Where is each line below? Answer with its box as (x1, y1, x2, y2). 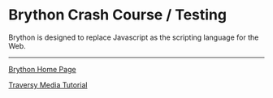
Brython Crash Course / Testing (8, 6, 227, 24)
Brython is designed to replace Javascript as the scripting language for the (8, 32, 259, 42)
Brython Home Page (8, 64, 76, 74)
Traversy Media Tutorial (8, 79, 88, 90)
